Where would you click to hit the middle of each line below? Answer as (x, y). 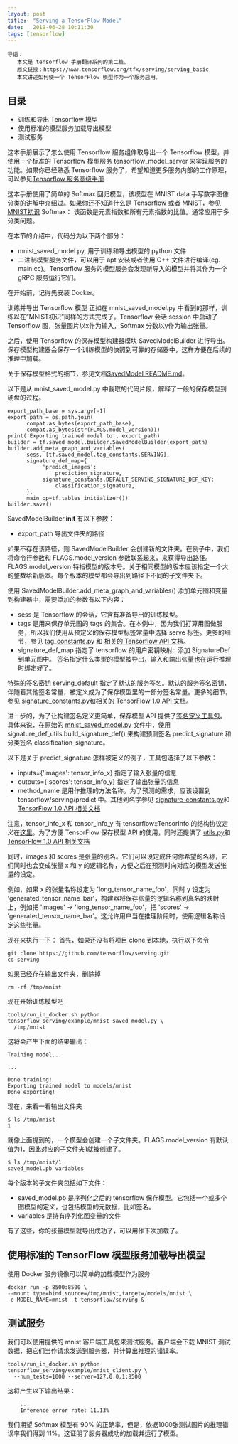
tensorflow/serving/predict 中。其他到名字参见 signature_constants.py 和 (124, 800)
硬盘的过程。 (26, 398)
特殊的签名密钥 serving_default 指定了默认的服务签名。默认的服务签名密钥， (119, 683)
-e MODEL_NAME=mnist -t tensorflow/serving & (76, 1300)
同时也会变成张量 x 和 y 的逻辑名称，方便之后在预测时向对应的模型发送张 (120, 866)
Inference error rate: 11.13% (65, 1410)
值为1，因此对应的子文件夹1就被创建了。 (66, 1149)
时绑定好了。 (36, 668)
